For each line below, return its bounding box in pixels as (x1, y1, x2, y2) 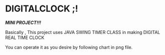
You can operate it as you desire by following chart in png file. (5, 44, 133, 50)
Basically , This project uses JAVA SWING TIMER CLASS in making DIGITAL (5, 29, 160, 35)
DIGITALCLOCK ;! (5, 3, 78, 14)
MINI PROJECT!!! (5, 19, 41, 25)
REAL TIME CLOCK (5, 34, 44, 40)
